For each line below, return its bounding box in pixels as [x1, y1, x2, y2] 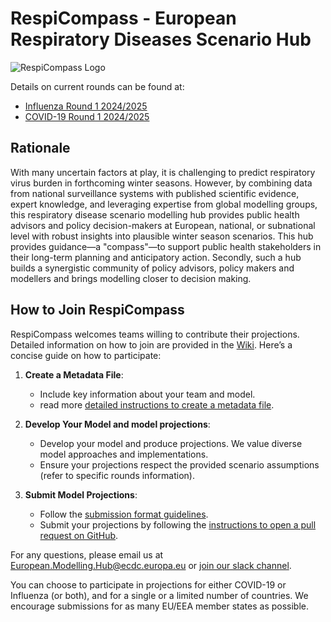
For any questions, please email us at [10, 548, 164, 561]
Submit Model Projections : [24, 488, 138, 501]
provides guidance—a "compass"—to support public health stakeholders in [10, 240, 322, 252]
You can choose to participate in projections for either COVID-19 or [10, 578, 287, 591]
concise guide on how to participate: [10, 349, 162, 361]
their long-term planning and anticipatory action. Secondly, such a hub [10, 251, 302, 263]
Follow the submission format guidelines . [39, 508, 209, 520]
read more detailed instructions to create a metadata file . [39, 398, 275, 411]
